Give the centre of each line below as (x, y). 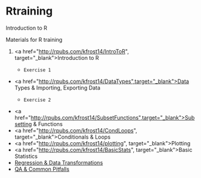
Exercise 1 (37, 70)
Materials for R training (34, 39)
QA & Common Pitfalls (42, 169)
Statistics (26, 156)
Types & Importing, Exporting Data (57, 87)
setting (23, 124)
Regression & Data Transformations (59, 162)
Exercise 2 (37, 100)
